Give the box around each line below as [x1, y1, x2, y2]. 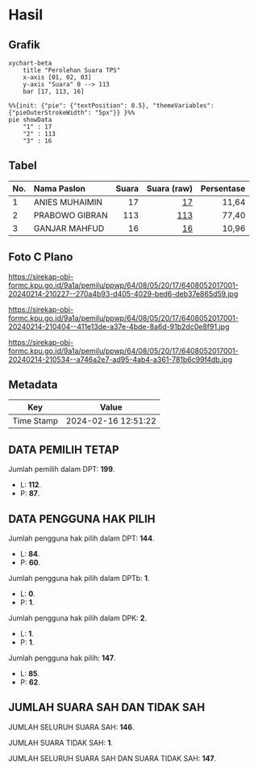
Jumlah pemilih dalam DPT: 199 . [8, 465, 115, 474]
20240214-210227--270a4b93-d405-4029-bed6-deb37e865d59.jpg [8, 288, 239, 298]
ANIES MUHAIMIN [33, 196, 103, 208]
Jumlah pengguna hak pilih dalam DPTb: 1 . [8, 574, 150, 583]
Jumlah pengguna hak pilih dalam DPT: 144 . [8, 533, 155, 543]
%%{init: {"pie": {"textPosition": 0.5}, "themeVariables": [8, 102, 215, 110]
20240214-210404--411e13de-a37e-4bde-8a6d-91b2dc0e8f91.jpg [8, 322, 230, 331]
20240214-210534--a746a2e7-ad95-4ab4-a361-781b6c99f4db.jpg [8, 354, 232, 364]
